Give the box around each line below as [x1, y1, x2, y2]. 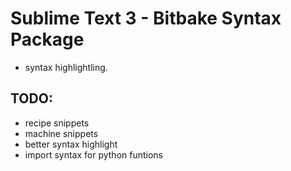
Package [10, 28, 85, 51]
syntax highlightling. [24, 61, 108, 73]
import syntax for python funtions [24, 148, 164, 161]
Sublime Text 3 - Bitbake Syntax [10, 7, 282, 30]
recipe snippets [24, 117, 90, 129]
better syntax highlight [24, 138, 118, 150]
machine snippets [24, 127, 99, 139]
